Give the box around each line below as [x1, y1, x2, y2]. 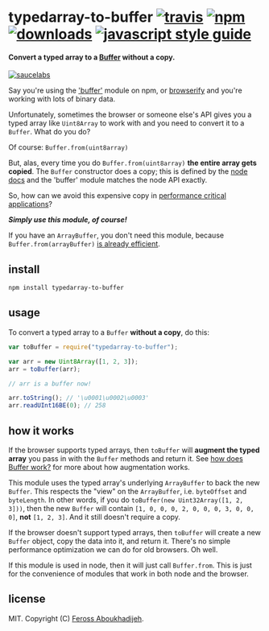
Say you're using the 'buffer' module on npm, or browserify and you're [8, 85, 243, 96]
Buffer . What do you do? [8, 127, 91, 137]
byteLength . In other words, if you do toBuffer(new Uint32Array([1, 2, [8, 495, 244, 505]
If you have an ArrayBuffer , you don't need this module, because [8, 230, 224, 241]
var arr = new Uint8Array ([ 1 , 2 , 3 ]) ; [8, 357, 139, 365]
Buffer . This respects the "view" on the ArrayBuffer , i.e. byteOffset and [8, 486, 247, 496]
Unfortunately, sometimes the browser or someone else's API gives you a [8, 109, 252, 120]
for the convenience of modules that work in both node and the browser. [8, 568, 250, 579]
